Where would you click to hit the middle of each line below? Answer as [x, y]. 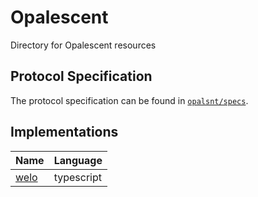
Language [78, 160]
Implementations [64, 132]
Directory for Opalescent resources [83, 45]
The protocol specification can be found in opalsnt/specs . [129, 100]
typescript [77, 177]
